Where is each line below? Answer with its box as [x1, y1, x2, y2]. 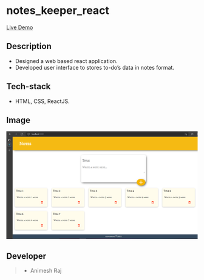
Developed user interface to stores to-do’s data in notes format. [15, 64, 175, 71]
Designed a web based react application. [15, 57, 118, 64]
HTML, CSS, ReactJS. [15, 98, 70, 105]
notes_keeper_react [6, 4, 109, 18]
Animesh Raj [30, 267, 62, 275]
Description [6, 41, 52, 52]
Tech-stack [6, 81, 51, 92]
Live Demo [6, 24, 33, 31]
